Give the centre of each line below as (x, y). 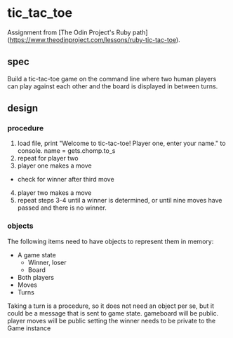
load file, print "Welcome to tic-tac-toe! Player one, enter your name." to (121, 143)
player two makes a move (54, 193)
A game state (36, 255)
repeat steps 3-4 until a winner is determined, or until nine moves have (120, 201)
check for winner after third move (66, 180)
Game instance (29, 328)
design (23, 108)
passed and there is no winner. (62, 208)
